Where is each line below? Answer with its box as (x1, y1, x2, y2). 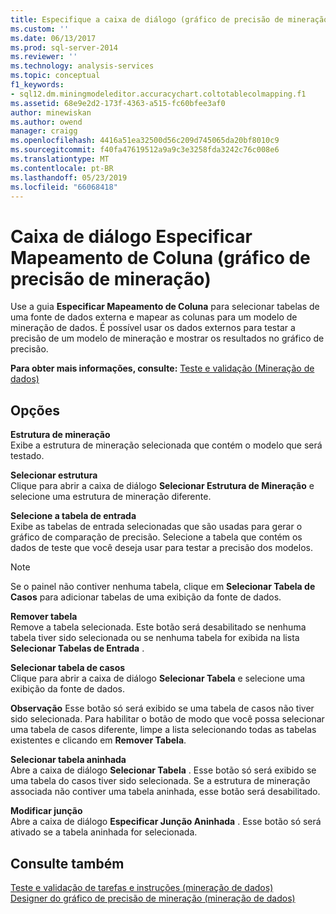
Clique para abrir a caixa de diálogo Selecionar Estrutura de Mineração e (10, 480, 315, 492)
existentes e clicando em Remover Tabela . (10, 734, 187, 746)
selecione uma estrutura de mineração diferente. (10, 491, 212, 503)
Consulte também (10, 855, 125, 872)
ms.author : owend (10, 117, 83, 127)
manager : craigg (10, 126, 78, 136)
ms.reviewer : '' (10, 52, 78, 62)
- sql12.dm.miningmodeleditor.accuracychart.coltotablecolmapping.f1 (10, 89, 307, 99)
